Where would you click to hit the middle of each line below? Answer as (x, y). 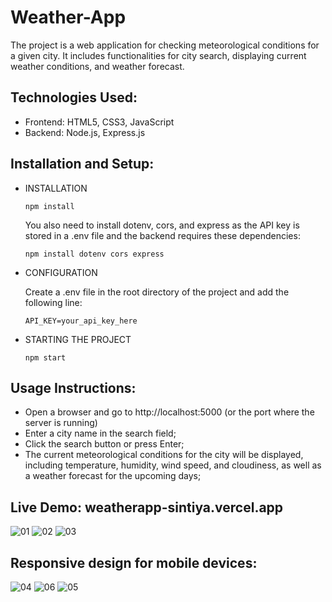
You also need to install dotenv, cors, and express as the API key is (162, 225)
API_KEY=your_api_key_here (81, 321)
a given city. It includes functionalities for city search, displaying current (158, 55)
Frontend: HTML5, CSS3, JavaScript (99, 122)
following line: (53, 302)
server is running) (61, 423)
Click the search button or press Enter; (104, 444)
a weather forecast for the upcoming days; (113, 476)
